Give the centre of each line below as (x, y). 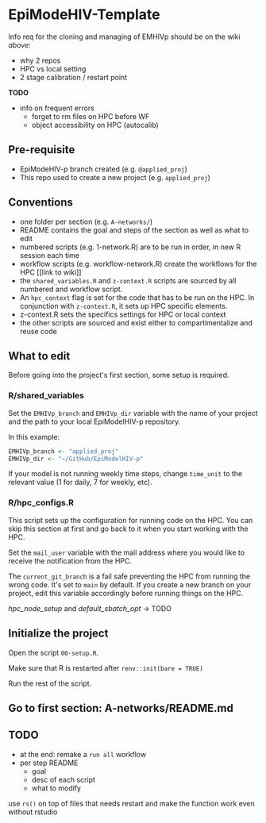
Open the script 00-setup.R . (54, 652)
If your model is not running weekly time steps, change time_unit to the (125, 474)
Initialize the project (58, 634)
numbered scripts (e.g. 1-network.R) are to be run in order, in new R (130, 247)
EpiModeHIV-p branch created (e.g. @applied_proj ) (104, 169)
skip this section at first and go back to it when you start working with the (128, 529)
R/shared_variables (46, 396)
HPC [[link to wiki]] (50, 272)
